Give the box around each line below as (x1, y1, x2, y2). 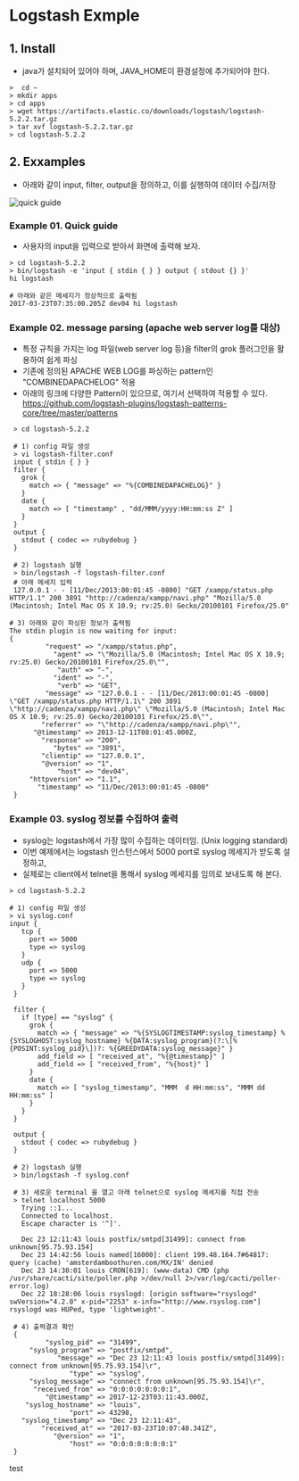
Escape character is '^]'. (21, 1219, 122, 1228)
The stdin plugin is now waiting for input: (9, 626, 178, 636)
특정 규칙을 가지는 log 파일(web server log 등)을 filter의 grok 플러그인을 (21, 343, 275, 354)
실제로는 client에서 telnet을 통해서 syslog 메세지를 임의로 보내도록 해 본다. (21, 868, 283, 879)
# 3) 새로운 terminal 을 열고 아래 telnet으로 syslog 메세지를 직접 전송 (12, 1187, 260, 1196)
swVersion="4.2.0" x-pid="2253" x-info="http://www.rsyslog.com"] (9, 1297, 262, 1306)
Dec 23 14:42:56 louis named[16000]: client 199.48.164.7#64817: (21, 1250, 270, 1259)
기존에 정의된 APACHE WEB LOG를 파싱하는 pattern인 (21, 366, 214, 376)
